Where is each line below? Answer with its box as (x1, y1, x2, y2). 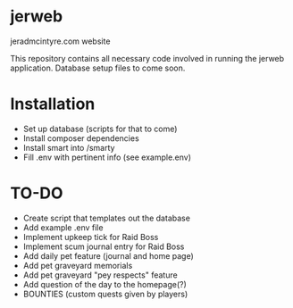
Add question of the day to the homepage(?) (22, 279, 187, 289)
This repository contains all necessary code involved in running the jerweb (10, 53, 285, 63)
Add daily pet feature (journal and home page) (22, 250, 195, 261)
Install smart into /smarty (22, 142, 115, 153)
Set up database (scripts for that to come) (22, 123, 178, 134)
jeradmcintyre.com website (10, 36, 111, 46)
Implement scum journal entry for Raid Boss (22, 241, 185, 252)
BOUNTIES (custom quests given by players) (22, 288, 188, 299)
